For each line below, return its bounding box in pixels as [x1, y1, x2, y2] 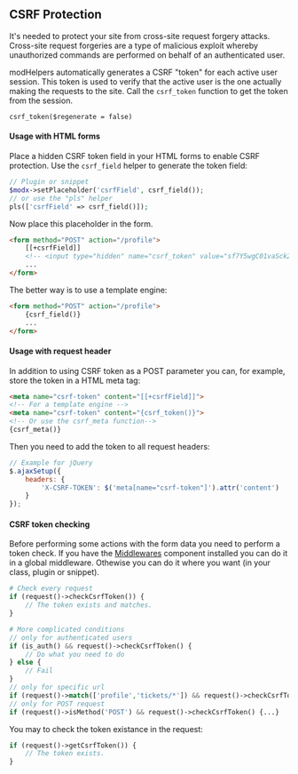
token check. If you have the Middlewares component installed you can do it [9, 548, 288, 559]
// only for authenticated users [9, 633, 133, 642]
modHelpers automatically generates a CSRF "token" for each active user [9, 67, 278, 77]
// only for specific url [9, 683, 105, 692]
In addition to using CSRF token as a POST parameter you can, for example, [9, 365, 286, 376]
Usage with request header [9, 346, 112, 356]
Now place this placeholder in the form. [9, 218, 153, 229]
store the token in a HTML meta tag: [9, 375, 141, 386]
